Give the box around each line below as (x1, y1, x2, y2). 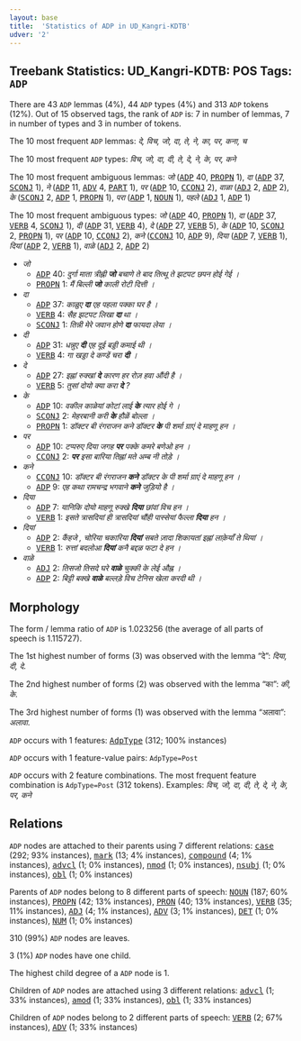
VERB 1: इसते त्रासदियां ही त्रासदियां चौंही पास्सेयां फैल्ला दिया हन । (35, 512, 226, 523)
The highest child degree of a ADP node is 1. (9, 967, 170, 978)
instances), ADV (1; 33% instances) (9, 1021, 138, 1032)
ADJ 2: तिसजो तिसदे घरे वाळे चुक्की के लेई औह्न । (35, 562, 181, 573)
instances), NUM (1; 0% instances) (9, 915, 133, 926)
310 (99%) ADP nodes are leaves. (9, 932, 130, 943)
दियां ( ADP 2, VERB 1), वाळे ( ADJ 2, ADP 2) (9, 241, 150, 251)
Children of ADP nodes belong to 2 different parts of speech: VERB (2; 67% (9, 1011, 283, 1023)
